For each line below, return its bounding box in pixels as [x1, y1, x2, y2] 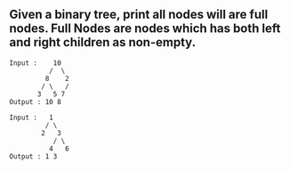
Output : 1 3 [9, 151, 58, 161]
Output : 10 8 [9, 97, 62, 106]
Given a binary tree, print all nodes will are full [9, 7, 269, 22]
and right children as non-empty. [9, 35, 197, 50]
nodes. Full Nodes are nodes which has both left [9, 21, 281, 36]
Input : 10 [9, 58, 62, 68]
